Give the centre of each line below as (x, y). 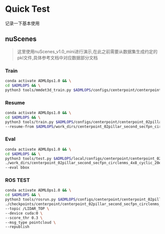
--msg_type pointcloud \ (30, 222)
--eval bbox (17, 168)
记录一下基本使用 (22, 23)
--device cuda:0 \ (24, 213)
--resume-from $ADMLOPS (29, 126)
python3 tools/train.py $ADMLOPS (39, 122)
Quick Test (27, 9)
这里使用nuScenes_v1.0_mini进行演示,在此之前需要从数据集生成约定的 (87, 51)
